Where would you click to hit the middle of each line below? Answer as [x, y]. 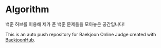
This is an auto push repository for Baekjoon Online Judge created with [81, 34]
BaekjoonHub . [20, 40]
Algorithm [27, 9]
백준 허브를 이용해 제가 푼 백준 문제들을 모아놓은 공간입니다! [65, 24]
